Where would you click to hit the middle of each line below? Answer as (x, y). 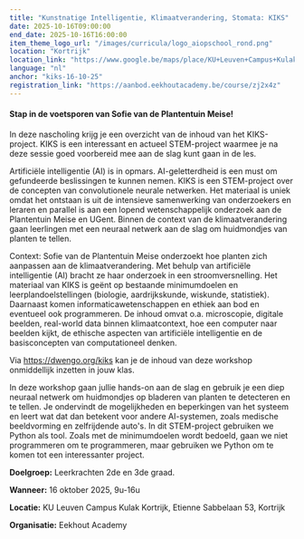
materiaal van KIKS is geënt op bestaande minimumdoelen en (124, 284)
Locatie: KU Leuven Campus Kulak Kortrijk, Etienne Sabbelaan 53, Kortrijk (147, 507)
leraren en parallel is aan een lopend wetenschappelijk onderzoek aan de (146, 209)
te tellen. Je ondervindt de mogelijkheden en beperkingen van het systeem (149, 406)
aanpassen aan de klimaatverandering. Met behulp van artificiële (130, 265)
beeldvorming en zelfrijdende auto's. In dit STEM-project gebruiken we (142, 426)
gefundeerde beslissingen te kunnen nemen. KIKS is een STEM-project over (152, 180)
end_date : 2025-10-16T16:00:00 (68, 34)
